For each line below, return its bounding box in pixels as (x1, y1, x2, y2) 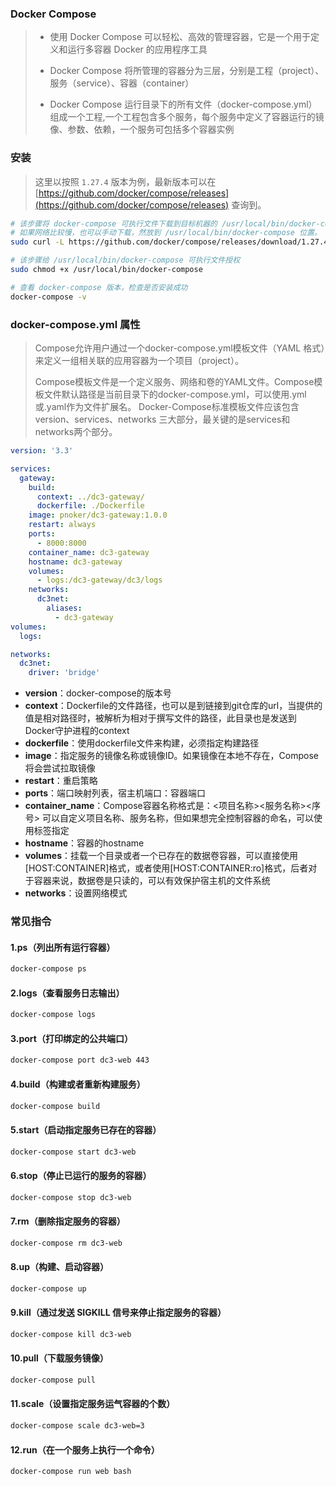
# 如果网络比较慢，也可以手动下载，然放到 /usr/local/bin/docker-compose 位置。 (10, 228, 322, 238)
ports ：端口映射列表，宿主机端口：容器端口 (24, 787, 207, 799)
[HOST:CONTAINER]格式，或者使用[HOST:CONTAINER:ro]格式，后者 (24, 862, 309, 874)
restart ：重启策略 (24, 775, 98, 787)
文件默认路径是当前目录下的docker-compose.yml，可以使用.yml (43, 388, 307, 401)
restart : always (28, 520, 97, 530)
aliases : (46, 603, 83, 614)
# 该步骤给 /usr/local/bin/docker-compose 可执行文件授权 (10, 255, 241, 266)
